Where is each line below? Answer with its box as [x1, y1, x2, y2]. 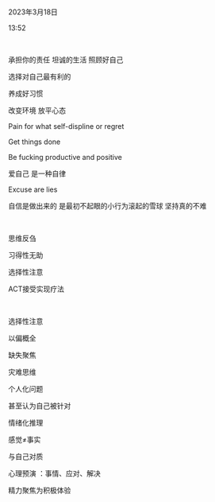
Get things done [8, 137, 61, 146]
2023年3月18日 [8, 7, 58, 17]
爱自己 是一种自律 [8, 169, 66, 178]
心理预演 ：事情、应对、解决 [8, 469, 101, 478]
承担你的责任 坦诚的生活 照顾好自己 [8, 55, 124, 64]
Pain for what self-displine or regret [8, 122, 125, 130]
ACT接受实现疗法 [8, 284, 65, 294]
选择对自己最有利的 [8, 72, 71, 81]
